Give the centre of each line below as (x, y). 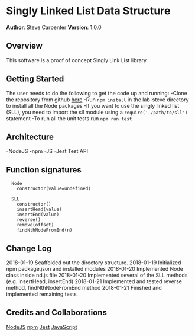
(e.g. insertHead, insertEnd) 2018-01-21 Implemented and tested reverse (94, 281)
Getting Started (35, 79)
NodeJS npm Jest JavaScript (42, 327)
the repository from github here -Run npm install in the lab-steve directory (97, 100)
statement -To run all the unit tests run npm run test (69, 118)
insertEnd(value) (38, 215)
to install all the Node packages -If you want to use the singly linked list (93, 105)
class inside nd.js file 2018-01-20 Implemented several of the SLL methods (97, 275)
